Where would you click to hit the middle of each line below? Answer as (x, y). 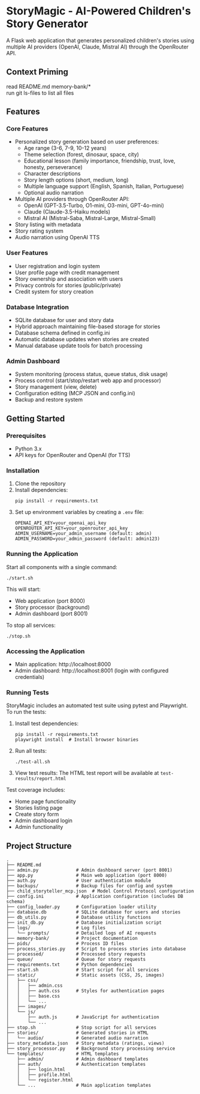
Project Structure (39, 846)
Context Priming (37, 72)
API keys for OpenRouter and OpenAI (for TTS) (72, 455)
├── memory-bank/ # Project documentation (72, 939)
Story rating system (39, 231)
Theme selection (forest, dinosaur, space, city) (81, 155)
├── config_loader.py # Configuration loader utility (81, 907)
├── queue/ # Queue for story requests (76, 960)
